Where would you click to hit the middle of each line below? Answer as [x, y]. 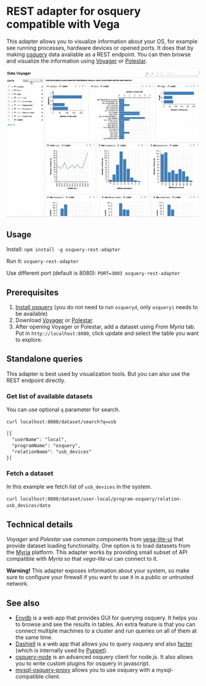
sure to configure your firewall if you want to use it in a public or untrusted [100, 577]
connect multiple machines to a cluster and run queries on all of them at [106, 631]
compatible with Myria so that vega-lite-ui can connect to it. [82, 559]
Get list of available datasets [50, 396]
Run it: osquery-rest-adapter [43, 261]
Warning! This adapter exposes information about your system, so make [98, 571]
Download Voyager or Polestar [54, 320]
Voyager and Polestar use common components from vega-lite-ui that [95, 539]
